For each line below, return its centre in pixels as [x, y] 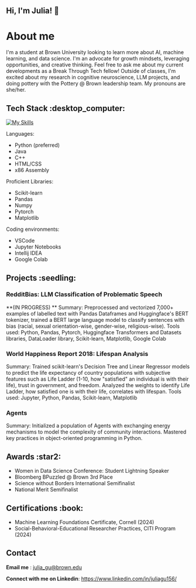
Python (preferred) [37, 145]
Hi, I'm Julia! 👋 [33, 11]
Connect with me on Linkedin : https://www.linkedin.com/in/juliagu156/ [92, 579]
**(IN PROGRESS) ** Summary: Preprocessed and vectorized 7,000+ [90, 307]
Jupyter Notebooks [38, 247]
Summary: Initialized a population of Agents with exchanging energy [88, 426]
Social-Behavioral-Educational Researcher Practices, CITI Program [95, 529]
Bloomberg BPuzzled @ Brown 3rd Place [63, 477]
